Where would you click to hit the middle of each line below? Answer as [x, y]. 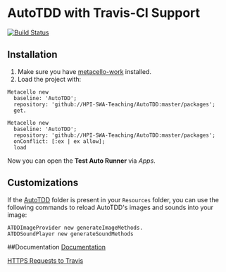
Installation [32, 55]
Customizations [43, 183]
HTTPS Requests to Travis [45, 260]
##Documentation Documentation [56, 247]
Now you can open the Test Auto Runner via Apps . [82, 161]
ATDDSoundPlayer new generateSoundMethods [70, 234]
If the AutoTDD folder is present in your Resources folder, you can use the [113, 199]
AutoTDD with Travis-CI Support [104, 13]
